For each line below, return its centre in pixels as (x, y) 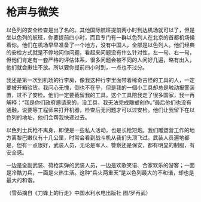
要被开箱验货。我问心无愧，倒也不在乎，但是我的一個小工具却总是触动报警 (98, 87)
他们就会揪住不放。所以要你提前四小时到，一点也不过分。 (77, 67)
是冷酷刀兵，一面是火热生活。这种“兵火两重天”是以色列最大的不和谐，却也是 (100, 172)
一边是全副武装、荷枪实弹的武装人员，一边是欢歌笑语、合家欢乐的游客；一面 (100, 165)
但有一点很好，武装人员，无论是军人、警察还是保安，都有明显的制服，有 (106, 145)
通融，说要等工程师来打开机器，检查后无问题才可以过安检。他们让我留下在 (98, 110)
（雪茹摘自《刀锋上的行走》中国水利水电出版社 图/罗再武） (79, 192)
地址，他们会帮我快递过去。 (56, 117)
